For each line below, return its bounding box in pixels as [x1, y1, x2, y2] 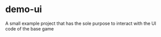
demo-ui [5, 4, 42, 15]
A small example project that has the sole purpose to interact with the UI [5, 20, 156, 26]
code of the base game [5, 25, 54, 31]
